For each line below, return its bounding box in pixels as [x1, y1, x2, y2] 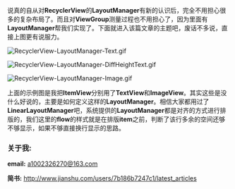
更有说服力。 [25, 32, 64, 41]
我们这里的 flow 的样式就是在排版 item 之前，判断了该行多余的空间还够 [25, 115, 226, 123]
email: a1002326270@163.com [7, 159, 98, 168]
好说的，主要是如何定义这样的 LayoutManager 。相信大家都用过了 [19, 97, 210, 106]
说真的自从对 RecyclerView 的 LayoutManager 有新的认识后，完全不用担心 [7, 6, 220, 14]
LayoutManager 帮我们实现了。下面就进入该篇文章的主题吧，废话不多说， [7, 24, 222, 32]
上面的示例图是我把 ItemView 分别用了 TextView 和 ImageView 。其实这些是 [7, 89, 221, 97]
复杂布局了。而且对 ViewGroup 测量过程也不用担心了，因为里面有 [19, 15, 208, 23]
